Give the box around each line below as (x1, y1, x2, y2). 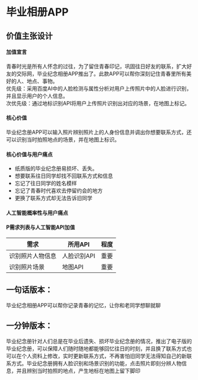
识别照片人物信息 (9, 252, 57, 260)
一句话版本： (6, 285, 53, 295)
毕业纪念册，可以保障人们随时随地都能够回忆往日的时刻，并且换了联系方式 (6, 344, 187, 352)
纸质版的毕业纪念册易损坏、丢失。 (14, 165, 98, 172)
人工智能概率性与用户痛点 (6, 209, 68, 216)
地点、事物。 (26, 78, 58, 85)
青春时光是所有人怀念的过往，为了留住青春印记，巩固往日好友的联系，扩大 (6, 63, 187, 70)
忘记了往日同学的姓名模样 (14, 180, 77, 187)
